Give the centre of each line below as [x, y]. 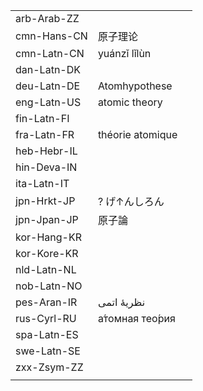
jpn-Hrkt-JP [45, 201]
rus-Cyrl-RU [46, 318]
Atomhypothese [135, 86]
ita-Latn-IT [42, 183]
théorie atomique [137, 134]
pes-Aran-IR [46, 302]
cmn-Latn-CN [50, 53]
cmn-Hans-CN [51, 36]
